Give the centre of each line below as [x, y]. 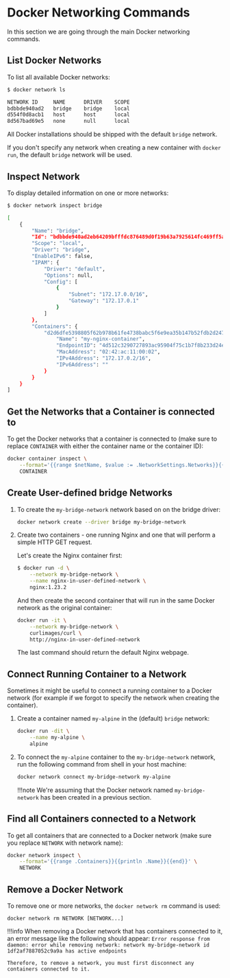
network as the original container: [64, 607]
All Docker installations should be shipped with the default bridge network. [112, 135]
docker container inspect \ [47, 459]
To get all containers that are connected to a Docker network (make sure [110, 835]
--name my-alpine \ [57, 738]
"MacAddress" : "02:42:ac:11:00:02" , [108, 352]
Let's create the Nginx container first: [70, 556]
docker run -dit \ [43, 731]
